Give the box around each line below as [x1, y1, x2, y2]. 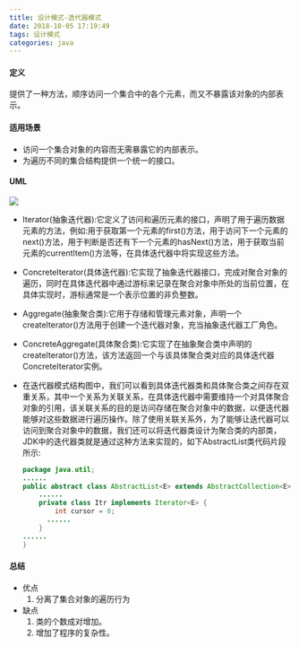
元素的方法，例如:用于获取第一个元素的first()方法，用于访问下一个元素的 [21, 225, 288, 236]
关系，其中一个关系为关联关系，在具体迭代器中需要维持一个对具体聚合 [30, 391, 289, 402]
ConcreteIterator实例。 [21, 361, 107, 371]
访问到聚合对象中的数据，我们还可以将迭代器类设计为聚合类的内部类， [21, 424, 282, 435]
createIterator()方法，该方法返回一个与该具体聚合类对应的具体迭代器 [21, 349, 275, 360]
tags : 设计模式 [9, 30, 61, 39]
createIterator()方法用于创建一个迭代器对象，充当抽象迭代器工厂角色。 [21, 319, 283, 330]
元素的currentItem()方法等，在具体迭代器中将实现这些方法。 [21, 248, 244, 258]
